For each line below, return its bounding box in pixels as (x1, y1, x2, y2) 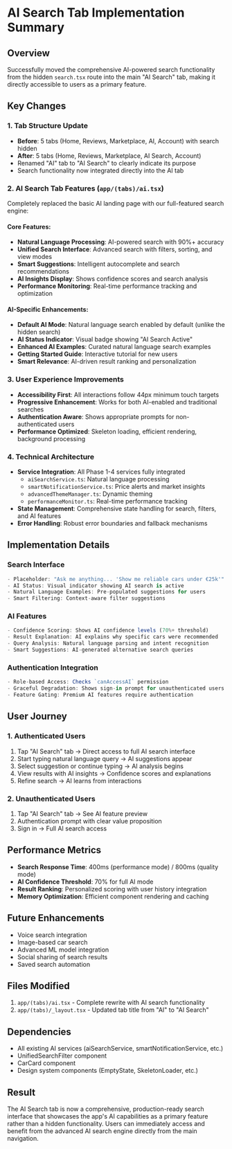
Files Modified (7, 980, 71, 992)
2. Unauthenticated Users (7, 794, 96, 803)
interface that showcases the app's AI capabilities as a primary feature (7, 1112, 208, 1120)
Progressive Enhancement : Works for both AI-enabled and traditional (17, 398, 217, 406)
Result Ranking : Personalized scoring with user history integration (17, 884, 207, 893)
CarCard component (17, 1059, 76, 1067)
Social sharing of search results (17, 952, 108, 961)
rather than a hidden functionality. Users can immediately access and (7, 1119, 206, 1128)
